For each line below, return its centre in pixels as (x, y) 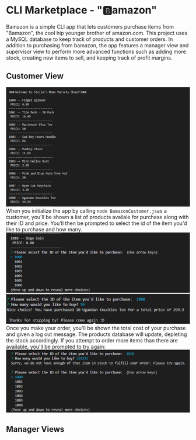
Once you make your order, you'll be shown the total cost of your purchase (96, 328)
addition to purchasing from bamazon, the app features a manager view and (97, 45)
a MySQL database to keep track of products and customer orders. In (90, 39)
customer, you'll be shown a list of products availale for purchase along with (97, 217)
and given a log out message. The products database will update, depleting (97, 334)
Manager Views (35, 429)
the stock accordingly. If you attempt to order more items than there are (92, 341)
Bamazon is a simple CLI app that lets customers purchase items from (90, 26)
